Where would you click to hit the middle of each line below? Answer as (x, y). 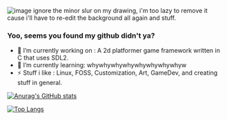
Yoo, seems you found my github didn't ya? (81, 36)
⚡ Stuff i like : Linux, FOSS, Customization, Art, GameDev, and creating (117, 73)
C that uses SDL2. (43, 58)
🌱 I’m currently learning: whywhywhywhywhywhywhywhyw (102, 65)
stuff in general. (40, 83)
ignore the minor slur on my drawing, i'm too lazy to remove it (121, 11)
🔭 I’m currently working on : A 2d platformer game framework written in (119, 51)
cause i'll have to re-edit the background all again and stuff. (92, 18)
